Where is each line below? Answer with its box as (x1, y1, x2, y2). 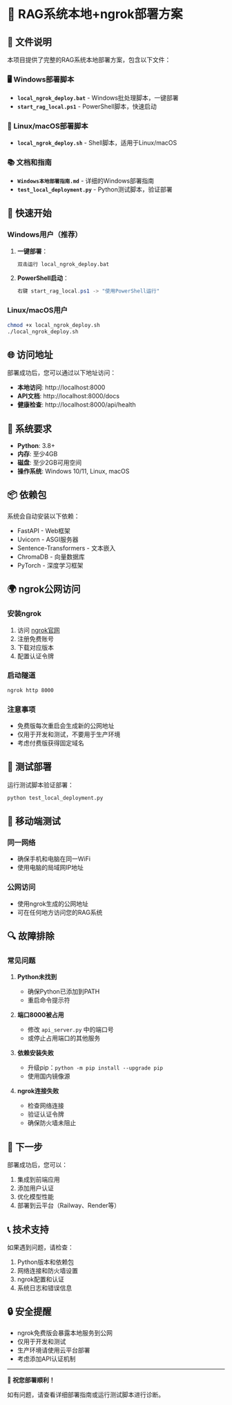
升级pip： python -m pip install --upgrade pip (27, 1063, 164, 1072)
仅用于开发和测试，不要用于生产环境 (17, 730, 121, 738)
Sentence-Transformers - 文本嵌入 (17, 543, 116, 552)
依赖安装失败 (17, 1049, 54, 1057)
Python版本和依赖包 (17, 1258, 75, 1266)
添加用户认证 (17, 1184, 54, 1193)
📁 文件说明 (7, 36, 52, 48)
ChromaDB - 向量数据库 (17, 552, 85, 561)
